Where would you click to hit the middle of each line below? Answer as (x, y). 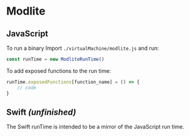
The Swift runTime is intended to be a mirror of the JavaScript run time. (95, 127)
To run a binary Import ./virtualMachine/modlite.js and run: (83, 48)
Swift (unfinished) (41, 112)
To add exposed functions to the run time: (59, 70)
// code (27, 87)
